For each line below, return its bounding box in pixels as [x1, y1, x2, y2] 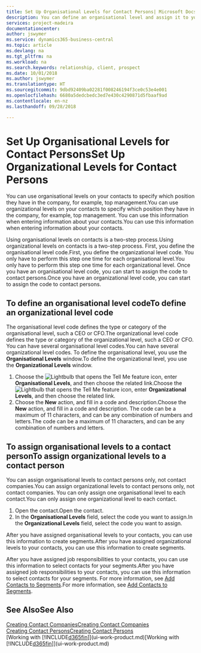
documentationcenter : [6, 25, 60, 32]
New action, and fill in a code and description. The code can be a [14, 405, 176, 413]
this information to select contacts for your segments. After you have [6, 562, 175, 570]
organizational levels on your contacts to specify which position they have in [6, 205, 194, 213]
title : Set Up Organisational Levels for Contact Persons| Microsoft [6, 8, 184, 15]
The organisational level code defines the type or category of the [6, 323, 166, 330]
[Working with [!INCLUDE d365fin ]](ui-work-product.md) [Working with [6, 633, 179, 640]
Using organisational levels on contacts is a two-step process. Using [6, 236, 173, 243]
